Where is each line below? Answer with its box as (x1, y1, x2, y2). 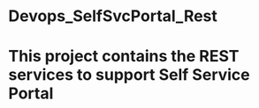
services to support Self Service (8, 65, 251, 85)
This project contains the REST (8, 47, 240, 67)
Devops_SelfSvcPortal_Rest (8, 6, 218, 26)
